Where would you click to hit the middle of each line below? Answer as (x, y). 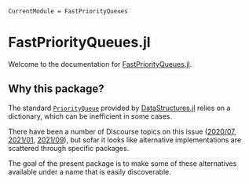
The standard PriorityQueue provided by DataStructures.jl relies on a (119, 108)
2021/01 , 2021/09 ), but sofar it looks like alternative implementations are (125, 140)
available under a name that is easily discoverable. (90, 171)
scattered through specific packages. (69, 148)
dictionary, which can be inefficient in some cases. (90, 116)
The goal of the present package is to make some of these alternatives (123, 163)
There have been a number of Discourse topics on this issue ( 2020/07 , (123, 131)
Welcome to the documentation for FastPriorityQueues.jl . (100, 64)
